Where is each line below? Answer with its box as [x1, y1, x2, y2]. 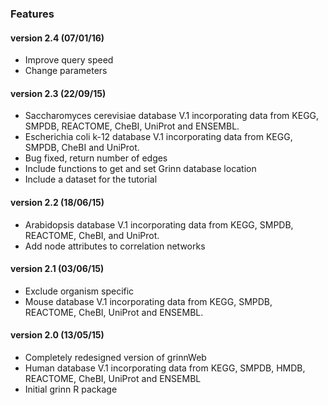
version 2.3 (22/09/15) [10, 87, 107, 99]
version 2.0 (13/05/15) [10, 329, 105, 341]
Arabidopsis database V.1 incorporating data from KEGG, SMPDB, [24, 218, 294, 231]
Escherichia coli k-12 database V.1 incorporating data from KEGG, [24, 131, 293, 143]
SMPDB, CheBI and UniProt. [24, 142, 140, 154]
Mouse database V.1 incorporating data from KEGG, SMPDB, [24, 295, 273, 307]
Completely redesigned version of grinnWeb [24, 351, 207, 363]
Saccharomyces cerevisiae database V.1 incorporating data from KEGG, [24, 110, 320, 122]
